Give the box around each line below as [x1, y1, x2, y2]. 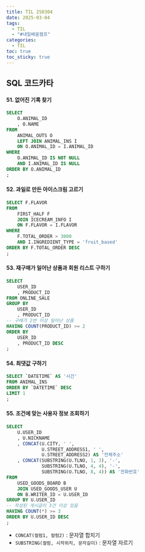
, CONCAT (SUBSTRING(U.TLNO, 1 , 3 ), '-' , [17, 457, 121, 464]
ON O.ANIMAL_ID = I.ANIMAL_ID [17, 144, 94, 150]
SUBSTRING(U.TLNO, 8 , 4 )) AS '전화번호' [41, 469, 140, 475]
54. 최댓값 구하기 [6, 359, 47, 367]
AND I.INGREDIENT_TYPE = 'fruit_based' [17, 239, 118, 246]
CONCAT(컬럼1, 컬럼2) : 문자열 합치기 [15, 531, 100, 539]
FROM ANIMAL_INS [6, 379, 47, 385]
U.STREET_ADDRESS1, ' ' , [41, 446, 104, 453]
